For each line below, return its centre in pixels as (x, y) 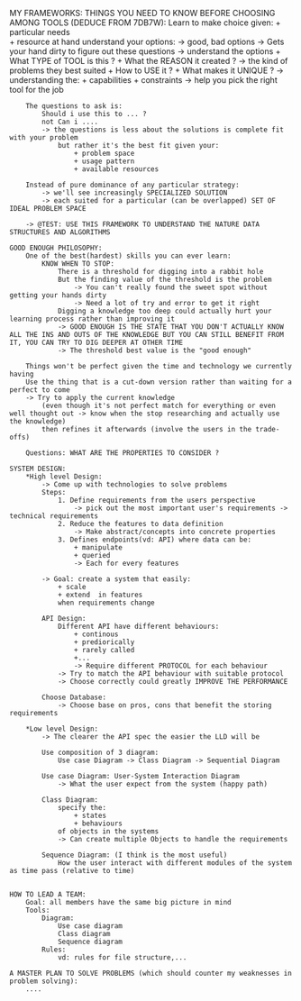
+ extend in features (100, 595)
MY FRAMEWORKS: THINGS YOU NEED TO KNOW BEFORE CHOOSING (142, 13)
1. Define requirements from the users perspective (156, 500)
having (22, 374)
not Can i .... (70, 122)
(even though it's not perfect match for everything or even (159, 405)
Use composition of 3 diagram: (100, 752)
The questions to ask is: (74, 106)
